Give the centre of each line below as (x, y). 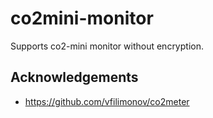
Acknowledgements (74, 77)
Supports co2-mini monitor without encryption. (107, 46)
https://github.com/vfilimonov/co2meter (107, 101)
